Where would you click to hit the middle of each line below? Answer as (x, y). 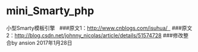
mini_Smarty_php (50, 11)
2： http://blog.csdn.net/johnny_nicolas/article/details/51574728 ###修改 (95, 35)
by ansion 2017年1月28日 (42, 43)
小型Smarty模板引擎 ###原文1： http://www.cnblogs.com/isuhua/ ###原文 (99, 28)
